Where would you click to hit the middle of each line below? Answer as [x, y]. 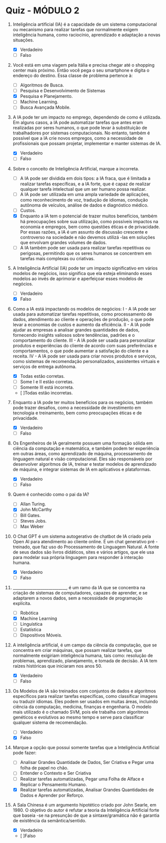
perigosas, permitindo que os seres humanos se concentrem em [86, 253]
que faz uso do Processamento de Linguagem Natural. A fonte [96, 547]
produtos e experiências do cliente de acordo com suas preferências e [85, 345]
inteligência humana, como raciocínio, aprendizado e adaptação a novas [86, 35]
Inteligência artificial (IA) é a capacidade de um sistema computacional [85, 24]
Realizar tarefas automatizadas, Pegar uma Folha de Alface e [82, 779]
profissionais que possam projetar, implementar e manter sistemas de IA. [87, 144]
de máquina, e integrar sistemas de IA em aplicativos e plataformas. [82, 470]
